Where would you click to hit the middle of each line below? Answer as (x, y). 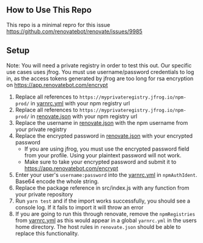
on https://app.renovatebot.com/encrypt (57, 84)
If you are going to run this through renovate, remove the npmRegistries (105, 214)
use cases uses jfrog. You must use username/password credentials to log (100, 72)
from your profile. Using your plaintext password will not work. (103, 155)
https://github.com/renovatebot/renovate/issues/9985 (74, 31)
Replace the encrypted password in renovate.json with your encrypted (104, 136)
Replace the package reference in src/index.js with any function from (102, 188)
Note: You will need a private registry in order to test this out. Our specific (99, 65)
